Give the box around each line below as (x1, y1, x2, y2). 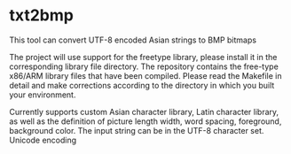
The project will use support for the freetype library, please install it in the (9, 51, 278, 62)
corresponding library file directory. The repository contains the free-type (9, 61, 279, 72)
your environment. (9, 89, 76, 100)
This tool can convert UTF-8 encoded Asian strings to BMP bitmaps (9, 35, 257, 45)
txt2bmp (9, 5, 74, 26)
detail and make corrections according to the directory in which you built (9, 80, 275, 90)
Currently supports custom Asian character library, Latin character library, (9, 106, 279, 117)
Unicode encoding (9, 135, 77, 145)
